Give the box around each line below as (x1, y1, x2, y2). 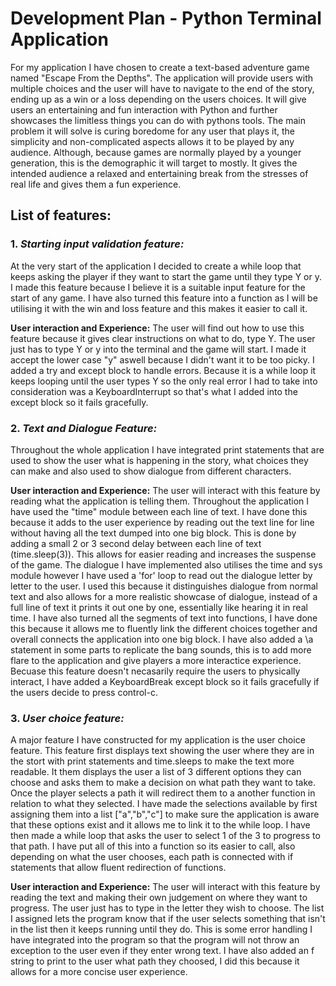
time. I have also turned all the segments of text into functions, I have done (10, 612, 318, 624)
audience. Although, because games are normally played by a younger (10, 146, 302, 158)
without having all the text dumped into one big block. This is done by (10, 527, 297, 539)
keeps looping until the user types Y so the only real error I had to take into (10, 375, 318, 387)
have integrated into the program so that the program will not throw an (10, 934, 300, 946)
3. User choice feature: (10, 711, 125, 725)
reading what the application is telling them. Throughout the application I (10, 495, 310, 507)
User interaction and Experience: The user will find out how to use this (10, 322, 305, 334)
